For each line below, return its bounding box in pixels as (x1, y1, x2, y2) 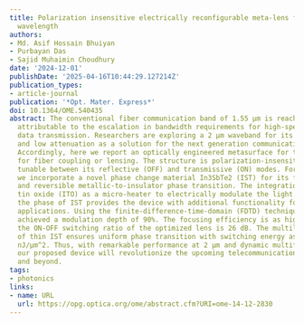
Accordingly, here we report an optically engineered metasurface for (17, 147, 290, 157)
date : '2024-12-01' (9, 64, 83, 73)
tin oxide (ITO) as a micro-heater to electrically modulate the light (17, 190, 294, 199)
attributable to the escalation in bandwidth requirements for (17, 123, 261, 132)
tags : (9, 266, 30, 275)
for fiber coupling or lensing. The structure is (17, 156, 208, 166)
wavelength (17, 22, 59, 31)
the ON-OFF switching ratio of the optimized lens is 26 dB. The (17, 223, 270, 233)
